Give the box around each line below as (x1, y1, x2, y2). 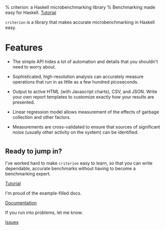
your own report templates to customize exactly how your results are (12, 93, 154, 99)
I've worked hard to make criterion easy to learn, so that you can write (5, 160, 152, 166)
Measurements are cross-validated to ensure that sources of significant (12, 123, 160, 129)
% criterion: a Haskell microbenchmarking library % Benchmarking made (5, 4, 155, 10)
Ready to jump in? (5, 147, 62, 155)
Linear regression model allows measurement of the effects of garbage (12, 108, 159, 114)
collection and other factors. (12, 114, 71, 120)
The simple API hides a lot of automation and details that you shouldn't (12, 58, 158, 64)
